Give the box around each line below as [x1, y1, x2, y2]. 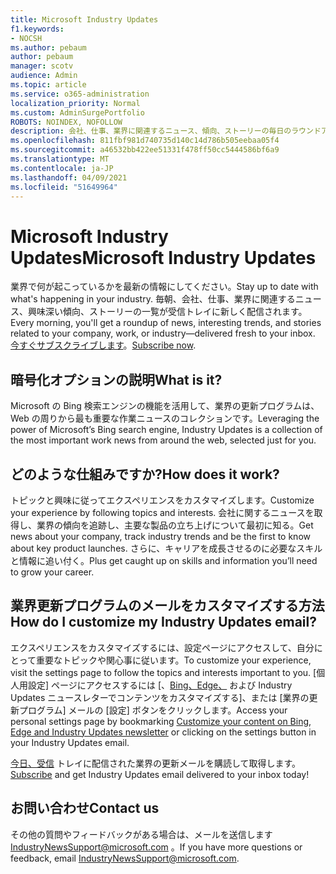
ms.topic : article [10, 80, 87, 90]
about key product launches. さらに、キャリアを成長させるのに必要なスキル [10, 542, 323, 554]
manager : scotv [10, 61, 74, 71]
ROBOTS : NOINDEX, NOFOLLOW [10, 117, 123, 127]
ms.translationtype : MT [10, 154, 110, 164]
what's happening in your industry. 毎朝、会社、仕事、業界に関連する [10, 293, 296, 305]
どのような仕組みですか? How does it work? [10, 466, 280, 483]
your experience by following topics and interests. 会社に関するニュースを [10, 506, 315, 518]
